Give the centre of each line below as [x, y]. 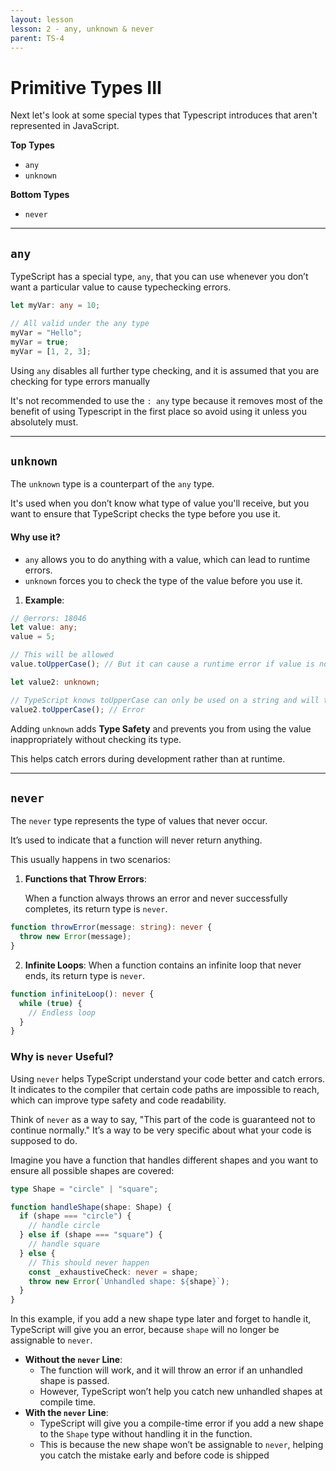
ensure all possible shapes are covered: [92, 1170]
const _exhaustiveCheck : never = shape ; [113, 1272]
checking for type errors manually [80, 381]
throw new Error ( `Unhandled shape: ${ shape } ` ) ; [129, 1281]
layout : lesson [42, 19]
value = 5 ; [33, 637]
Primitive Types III [86, 87]
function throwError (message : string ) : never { [111, 927]
